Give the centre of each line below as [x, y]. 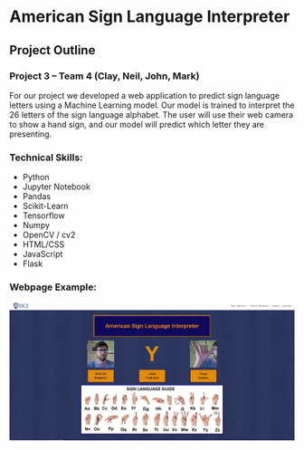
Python [36, 177]
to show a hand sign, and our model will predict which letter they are [137, 124]
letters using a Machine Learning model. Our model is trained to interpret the [152, 105]
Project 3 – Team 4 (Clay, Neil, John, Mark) [104, 76]
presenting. [31, 134]
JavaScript [43, 254]
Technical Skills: [46, 158]
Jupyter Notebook [56, 187]
